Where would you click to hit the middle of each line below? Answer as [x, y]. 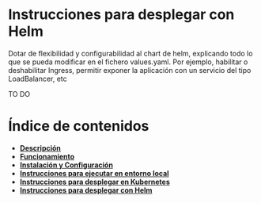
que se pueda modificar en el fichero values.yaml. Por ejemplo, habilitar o [128, 62]
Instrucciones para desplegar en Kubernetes [95, 182]
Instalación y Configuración [66, 165]
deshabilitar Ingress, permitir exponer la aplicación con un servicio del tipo [130, 70]
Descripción [40, 147]
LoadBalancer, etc [38, 79]
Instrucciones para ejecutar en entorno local [94, 173]
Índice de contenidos [79, 126]
